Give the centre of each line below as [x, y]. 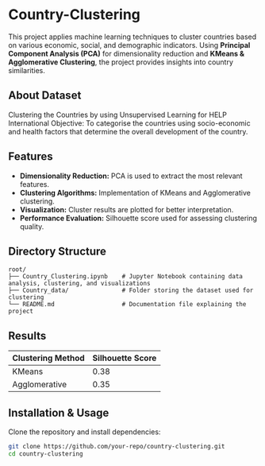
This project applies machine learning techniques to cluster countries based [132, 37]
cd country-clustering [46, 454]
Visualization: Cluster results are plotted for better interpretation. [127, 209]
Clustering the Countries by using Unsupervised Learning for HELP [118, 115]
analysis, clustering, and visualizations [79, 284]
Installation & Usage [59, 412]
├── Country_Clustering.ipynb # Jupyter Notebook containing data [126, 277]
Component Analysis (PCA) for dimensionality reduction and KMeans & [126, 53]
